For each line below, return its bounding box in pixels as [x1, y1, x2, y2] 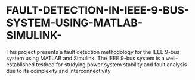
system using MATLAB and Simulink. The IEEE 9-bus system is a [6, 55, 165, 62]
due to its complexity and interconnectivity [6, 67, 112, 74]
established [6, 60, 35, 68]
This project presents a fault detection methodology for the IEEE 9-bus [6, 48, 180, 55]
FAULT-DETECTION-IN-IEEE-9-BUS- [6, 4, 190, 17]
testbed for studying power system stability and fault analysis [35, 60, 187, 68]
